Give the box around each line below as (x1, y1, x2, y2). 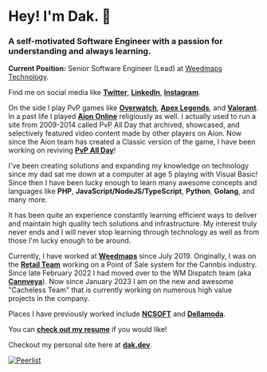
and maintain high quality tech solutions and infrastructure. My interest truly (8, 219, 257, 228)
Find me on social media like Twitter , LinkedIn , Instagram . (8, 88, 201, 97)
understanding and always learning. (8, 46, 151, 57)
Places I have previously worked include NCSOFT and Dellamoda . (8, 309, 226, 319)
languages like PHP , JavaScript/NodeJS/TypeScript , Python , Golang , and (8, 187, 255, 196)
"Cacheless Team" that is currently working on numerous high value (8, 285, 233, 295)
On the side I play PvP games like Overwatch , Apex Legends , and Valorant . (8, 103, 259, 113)
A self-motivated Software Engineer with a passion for (8, 36, 223, 47)
